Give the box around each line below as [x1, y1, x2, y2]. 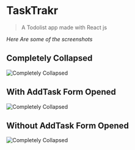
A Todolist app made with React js [21, 24, 108, 31]
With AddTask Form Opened [6, 87, 116, 97]
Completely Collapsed [6, 53, 93, 64]
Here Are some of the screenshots [6, 35, 93, 43]
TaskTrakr [6, 4, 59, 18]
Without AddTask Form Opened [6, 120, 130, 131]
